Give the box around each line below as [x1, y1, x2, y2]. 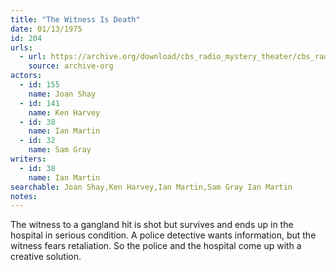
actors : [10, 71, 43, 81]
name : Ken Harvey [28, 107, 101, 118]
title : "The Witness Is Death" [10, 14, 141, 25]
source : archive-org [28, 61, 114, 71]
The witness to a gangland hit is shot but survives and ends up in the [10, 219, 294, 231]
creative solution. [10, 251, 82, 263]
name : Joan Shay [28, 89, 97, 99]
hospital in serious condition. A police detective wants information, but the [10, 229, 317, 241]
